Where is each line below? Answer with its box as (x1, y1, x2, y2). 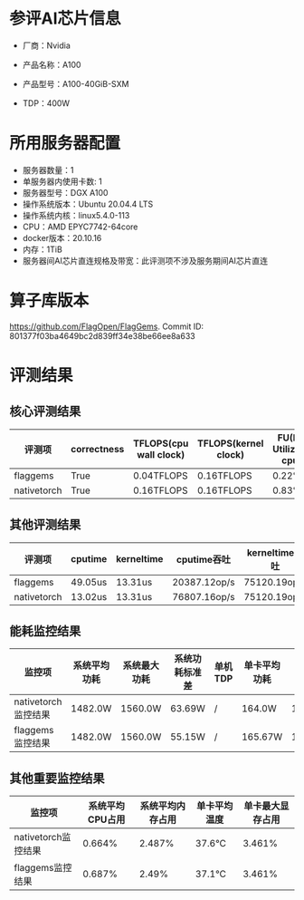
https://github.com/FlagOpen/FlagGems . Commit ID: (9, 321, 204, 332)
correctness (71, 442, 125, 455)
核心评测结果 (9, 404, 81, 420)
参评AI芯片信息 (9, 8, 121, 29)
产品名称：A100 (22, 59, 81, 70)
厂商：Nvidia (22, 40, 71, 51)
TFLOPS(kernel (197, 437, 264, 450)
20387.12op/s (171, 576, 235, 588)
